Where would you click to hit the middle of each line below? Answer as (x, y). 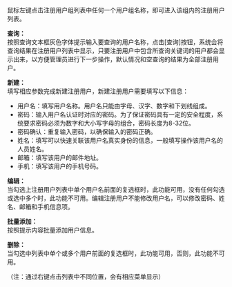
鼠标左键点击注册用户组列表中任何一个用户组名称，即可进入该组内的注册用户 (116, 10)
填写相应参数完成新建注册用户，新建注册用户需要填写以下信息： (98, 91)
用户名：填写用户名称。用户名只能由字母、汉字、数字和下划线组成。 (114, 106)
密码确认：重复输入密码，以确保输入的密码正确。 (87, 132)
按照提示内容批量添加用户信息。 (52, 230)
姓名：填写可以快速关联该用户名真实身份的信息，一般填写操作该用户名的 (120, 140)
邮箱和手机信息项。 (46, 207)
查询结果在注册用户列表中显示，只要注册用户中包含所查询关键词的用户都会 (113, 51)
